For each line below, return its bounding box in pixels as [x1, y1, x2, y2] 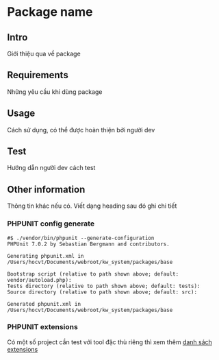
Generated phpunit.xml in [7, 300, 81, 307]
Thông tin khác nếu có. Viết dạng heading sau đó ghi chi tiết [7, 202, 177, 210]
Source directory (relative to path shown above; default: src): [7, 289, 197, 296]
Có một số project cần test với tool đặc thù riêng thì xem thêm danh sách [7, 337, 212, 346]
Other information [7, 183, 86, 195]
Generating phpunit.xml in [7, 252, 84, 259]
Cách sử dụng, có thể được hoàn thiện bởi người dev [7, 125, 155, 134]
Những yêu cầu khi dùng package [7, 87, 103, 96]
